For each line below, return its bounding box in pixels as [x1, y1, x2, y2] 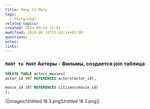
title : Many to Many [5, 7, 48, 12]
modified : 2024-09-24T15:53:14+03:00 [5, 30, 83, 35]
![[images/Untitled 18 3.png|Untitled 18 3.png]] [5, 98, 100, 104]
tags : [5, 12, 16, 17]
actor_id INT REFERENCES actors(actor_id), [5, 76, 97, 81]
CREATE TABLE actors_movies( [5, 71, 65, 76]
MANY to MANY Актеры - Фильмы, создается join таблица [5, 60, 145, 67]
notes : [5, 39, 19, 44]
